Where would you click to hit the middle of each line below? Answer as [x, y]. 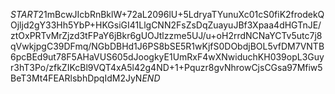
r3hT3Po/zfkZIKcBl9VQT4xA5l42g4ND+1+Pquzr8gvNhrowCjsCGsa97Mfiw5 [166, 67]
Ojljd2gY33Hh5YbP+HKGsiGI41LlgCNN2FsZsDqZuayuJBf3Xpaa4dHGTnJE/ [166, 25]
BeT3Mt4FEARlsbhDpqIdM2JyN [76, 78]
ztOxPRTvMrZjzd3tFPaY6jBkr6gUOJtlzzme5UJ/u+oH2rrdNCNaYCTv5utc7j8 [166, 35]
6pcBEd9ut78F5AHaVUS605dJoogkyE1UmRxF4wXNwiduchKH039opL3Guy [167, 57]
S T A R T [24, 14]
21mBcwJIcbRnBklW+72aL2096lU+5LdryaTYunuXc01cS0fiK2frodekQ [181, 14]
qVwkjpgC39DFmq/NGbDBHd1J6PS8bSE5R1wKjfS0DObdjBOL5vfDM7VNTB [167, 46]
